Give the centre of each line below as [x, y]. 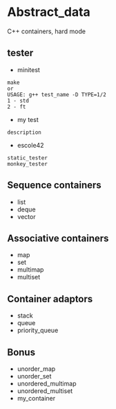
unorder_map [36, 369]
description [24, 132]
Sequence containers [54, 185]
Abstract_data [49, 12]
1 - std [18, 101]
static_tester [28, 158]
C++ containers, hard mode [47, 31]
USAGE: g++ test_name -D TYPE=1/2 [57, 94]
